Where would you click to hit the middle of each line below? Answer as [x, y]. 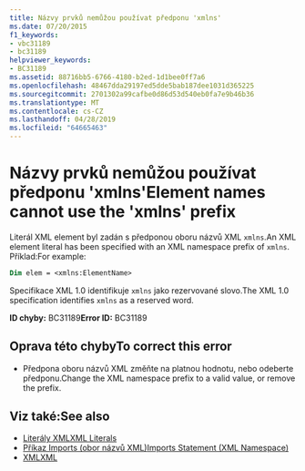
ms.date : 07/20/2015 [49, 26]
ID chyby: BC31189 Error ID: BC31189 [78, 317]
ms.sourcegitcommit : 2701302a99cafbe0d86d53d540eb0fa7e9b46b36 [132, 94]
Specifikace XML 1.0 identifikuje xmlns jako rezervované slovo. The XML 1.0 [149, 290]
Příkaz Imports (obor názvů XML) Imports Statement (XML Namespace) [156, 448]
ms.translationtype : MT [55, 102]
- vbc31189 [30, 43]
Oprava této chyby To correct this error [121, 347]
